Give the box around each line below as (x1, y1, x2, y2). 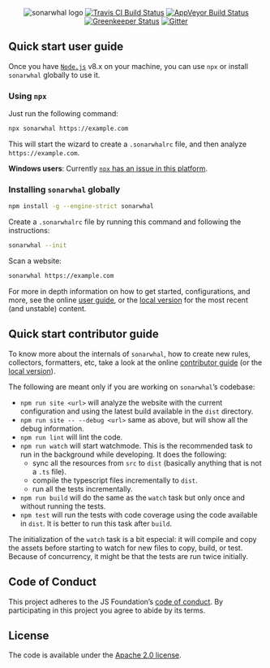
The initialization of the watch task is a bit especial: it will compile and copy (8, 534, 257, 544)
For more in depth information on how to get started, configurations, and (8, 286, 251, 296)
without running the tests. (19, 501, 106, 511)
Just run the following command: (8, 109, 119, 119)
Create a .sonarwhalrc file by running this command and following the (8, 217, 242, 227)
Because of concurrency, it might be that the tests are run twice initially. (8, 551, 249, 561)
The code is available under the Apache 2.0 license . (8, 650, 182, 660)
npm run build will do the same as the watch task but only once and (19, 492, 246, 502)
